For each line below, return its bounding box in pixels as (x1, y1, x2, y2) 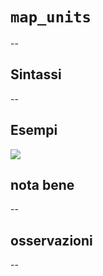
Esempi (10, 122, 58, 139)
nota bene (10, 176, 75, 193)
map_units (10, 8, 92, 27)
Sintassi (10, 66, 62, 83)
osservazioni (10, 232, 93, 249)
